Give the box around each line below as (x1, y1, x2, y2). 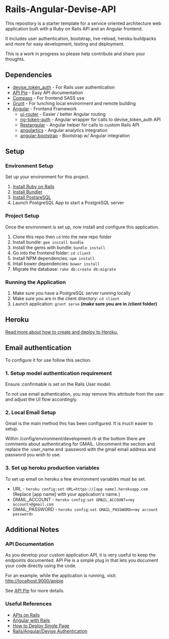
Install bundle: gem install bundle (12, 239, 84, 245)
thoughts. (5, 56, 25, 62)
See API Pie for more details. (5, 588, 65, 594)
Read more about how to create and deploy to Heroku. (5, 329, 119, 335)
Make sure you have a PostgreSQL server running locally (12, 290, 131, 296)
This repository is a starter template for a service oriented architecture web (5, 20, 161, 26)
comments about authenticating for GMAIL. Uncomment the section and (5, 441, 155, 447)
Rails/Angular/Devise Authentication (12, 628, 87, 634)
